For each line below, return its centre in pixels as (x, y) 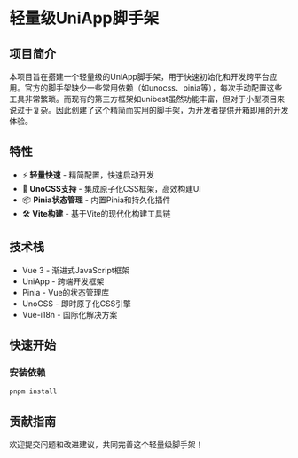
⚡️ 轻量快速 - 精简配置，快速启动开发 (88, 175)
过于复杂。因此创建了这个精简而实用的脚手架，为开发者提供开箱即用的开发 (153, 110)
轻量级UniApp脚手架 (84, 18)
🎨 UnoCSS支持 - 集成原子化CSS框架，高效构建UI (111, 188)
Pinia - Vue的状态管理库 (66, 292)
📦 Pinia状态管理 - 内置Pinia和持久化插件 (96, 200)
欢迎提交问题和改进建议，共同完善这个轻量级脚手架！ (106, 444)
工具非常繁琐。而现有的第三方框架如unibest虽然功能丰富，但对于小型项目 (143, 99)
